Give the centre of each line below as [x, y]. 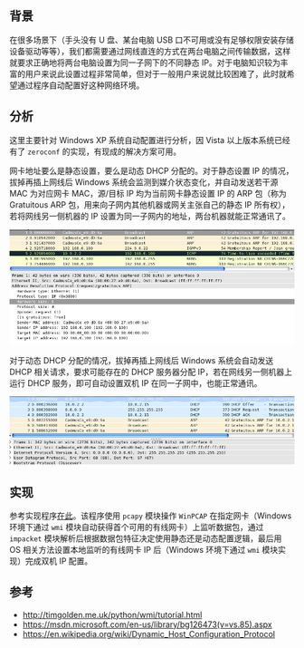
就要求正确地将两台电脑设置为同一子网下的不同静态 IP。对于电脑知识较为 [145, 63]
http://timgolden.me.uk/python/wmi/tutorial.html [112, 614]
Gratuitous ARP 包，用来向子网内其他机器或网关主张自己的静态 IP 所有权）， [150, 204]
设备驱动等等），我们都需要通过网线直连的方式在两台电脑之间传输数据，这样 [150, 51]
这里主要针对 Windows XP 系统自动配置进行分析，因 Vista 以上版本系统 [142, 140]
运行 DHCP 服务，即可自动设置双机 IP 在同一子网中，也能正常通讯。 [136, 382]
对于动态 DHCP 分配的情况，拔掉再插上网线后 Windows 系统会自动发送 [142, 360]
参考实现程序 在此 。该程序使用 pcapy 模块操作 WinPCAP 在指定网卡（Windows [151, 516]
